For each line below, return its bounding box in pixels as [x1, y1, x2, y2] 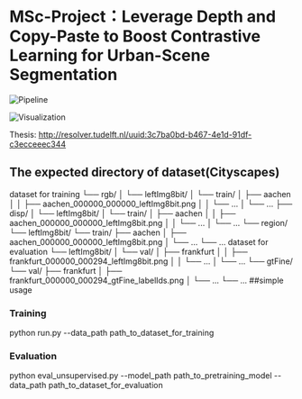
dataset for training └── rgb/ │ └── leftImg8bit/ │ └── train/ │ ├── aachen [9, 188, 291, 199]
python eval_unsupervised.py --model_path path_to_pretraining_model [9, 370, 272, 381]
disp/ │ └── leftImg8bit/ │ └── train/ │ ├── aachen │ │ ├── [9, 207, 236, 219]
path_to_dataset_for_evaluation [48, 380, 164, 391]
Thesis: [9, 129, 37, 140]
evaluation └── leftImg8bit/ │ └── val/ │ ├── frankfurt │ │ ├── [9, 246, 248, 257]
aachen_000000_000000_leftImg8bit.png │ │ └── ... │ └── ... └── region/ [9, 217, 288, 228]
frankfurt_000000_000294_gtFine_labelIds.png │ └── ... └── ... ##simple [9, 275, 284, 286]
